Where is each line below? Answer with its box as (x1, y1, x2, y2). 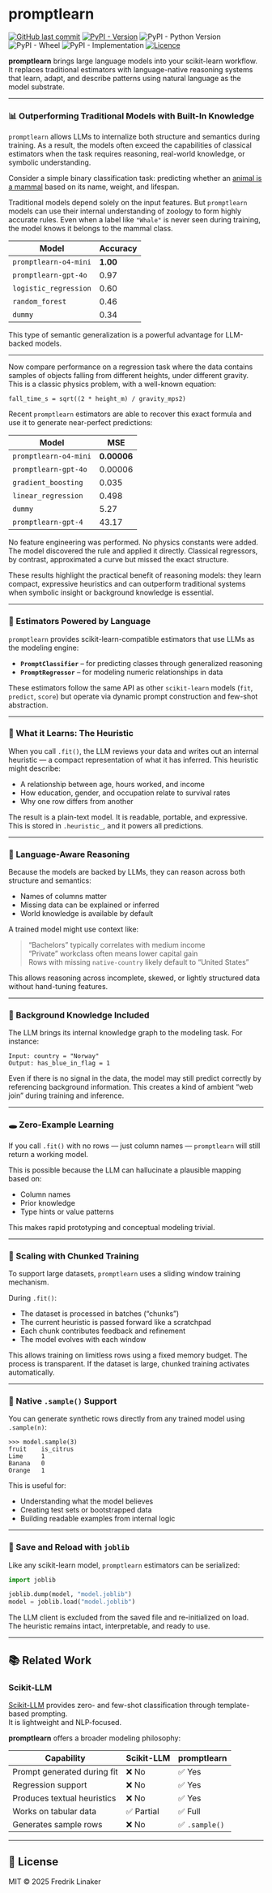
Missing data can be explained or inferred (19, 900, 159, 910)
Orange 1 (8, 1466, 45, 1475)
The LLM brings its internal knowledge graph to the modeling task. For (8, 1028, 243, 1038)
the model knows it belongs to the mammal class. (8, 224, 173, 234)
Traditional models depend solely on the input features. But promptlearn (8, 198, 248, 208)
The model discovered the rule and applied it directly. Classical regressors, (8, 546, 258, 556)
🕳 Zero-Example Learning (8, 1119, 115, 1130)
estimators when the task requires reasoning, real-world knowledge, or (8, 149, 245, 159)
